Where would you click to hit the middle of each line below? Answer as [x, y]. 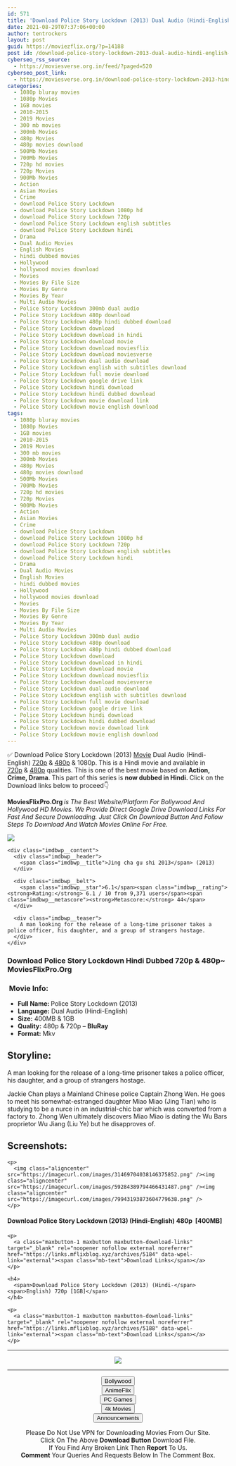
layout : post [26, 40]
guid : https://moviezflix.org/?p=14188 [66, 47]
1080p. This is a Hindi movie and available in [141, 763]
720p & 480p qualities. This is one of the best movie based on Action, [109, 770]
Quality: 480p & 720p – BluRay [63, 1026]
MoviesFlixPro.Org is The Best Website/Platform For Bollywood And [106, 801]
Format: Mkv [36, 1034]
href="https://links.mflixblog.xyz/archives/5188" [83, 1328]
